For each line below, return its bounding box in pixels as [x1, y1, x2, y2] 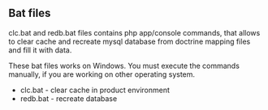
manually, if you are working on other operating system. [8, 69, 196, 79]
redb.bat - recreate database [19, 93, 118, 104]
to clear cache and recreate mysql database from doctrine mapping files [8, 36, 251, 46]
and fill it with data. [8, 44, 72, 55]
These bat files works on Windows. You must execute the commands [8, 61, 240, 70]
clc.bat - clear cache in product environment [19, 85, 171, 95]
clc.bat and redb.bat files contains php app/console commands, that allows [8, 27, 261, 37]
